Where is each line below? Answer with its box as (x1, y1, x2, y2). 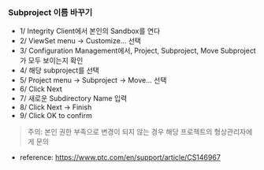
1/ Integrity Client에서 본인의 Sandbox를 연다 (19, 26, 161, 36)
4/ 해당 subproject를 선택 (19, 65, 100, 76)
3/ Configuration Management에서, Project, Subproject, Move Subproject (19, 46, 256, 56)
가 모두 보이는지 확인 (19, 56, 84, 65)
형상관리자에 (214, 128, 253, 137)
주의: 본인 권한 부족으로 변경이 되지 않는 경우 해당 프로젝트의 (27, 128, 213, 137)
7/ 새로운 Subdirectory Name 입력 (19, 94, 128, 103)
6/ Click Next (19, 84, 62, 94)
